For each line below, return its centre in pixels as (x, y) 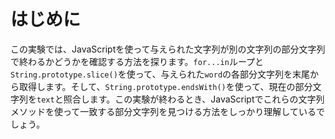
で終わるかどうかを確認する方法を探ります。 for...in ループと (137, 61)
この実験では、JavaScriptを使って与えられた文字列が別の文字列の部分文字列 (168, 49)
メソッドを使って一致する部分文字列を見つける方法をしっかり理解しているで (167, 111)
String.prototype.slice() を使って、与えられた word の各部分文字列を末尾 (160, 74)
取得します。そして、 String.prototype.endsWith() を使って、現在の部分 (165, 86)
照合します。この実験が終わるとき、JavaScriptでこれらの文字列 (194, 99)
